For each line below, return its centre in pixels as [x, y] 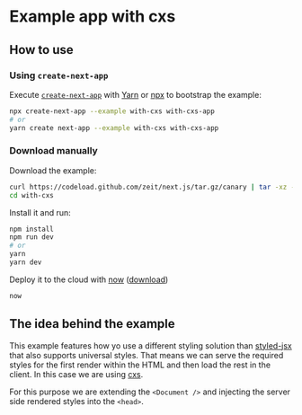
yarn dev [26, 262]
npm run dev [31, 237]
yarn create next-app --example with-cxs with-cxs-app [114, 128]
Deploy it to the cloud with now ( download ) [89, 279]
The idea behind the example [92, 324]
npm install [31, 229]
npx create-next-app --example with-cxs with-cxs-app [112, 111]
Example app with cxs [93, 17]
